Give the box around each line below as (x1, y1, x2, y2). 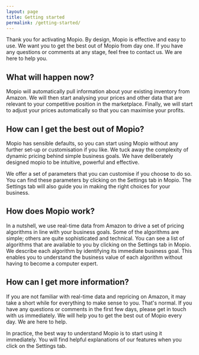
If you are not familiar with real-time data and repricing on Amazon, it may (6, 293, 187, 300)
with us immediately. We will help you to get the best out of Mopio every (6, 312, 182, 319)
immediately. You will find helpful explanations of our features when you (6, 336, 182, 343)
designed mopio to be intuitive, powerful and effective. (6, 159, 140, 166)
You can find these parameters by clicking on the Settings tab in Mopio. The (6, 176, 192, 183)
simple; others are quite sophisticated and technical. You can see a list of (6, 234, 185, 242)
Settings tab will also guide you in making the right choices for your (6, 183, 171, 190)
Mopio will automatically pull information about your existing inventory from (6, 88, 190, 95)
